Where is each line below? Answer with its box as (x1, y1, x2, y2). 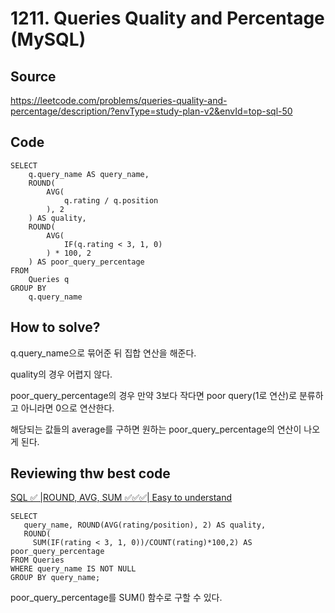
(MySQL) (10, 28, 87, 51)
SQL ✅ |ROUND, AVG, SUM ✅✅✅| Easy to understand (10, 492, 233, 504)
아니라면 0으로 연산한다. (20, 402, 115, 414)
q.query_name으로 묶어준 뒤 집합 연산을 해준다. (10, 347, 197, 359)
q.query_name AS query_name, (28, 169, 150, 179)
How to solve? (10, 319, 101, 336)
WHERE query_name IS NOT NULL (10, 564, 137, 574)
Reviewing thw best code (10, 465, 171, 482)
